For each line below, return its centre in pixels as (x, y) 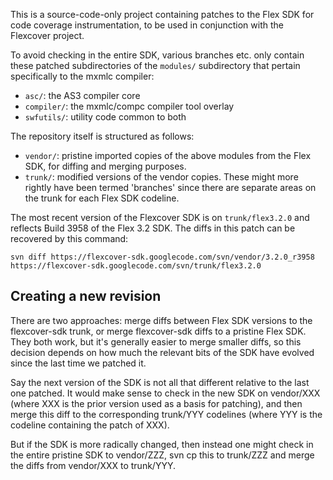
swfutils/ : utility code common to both (105, 117)
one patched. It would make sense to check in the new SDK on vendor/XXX (165, 393)
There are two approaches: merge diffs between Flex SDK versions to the (161, 320)
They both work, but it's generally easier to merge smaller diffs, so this (156, 341)
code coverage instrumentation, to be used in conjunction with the (147, 25)
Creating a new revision (86, 296)
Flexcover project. (47, 35)
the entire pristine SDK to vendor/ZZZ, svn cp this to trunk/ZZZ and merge (162, 455)
